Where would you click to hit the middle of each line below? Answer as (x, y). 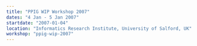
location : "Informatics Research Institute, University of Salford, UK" (99, 28)
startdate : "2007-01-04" (37, 23)
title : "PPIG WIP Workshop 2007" (48, 12)
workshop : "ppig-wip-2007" (40, 34)
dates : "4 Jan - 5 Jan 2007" (43, 17)
